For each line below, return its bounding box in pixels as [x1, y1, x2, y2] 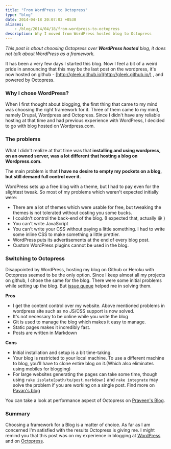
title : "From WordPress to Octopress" [5, 7, 88, 13]
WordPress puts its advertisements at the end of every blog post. [12, 237, 150, 243]
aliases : [5, 21, 24, 27]
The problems [5, 136, 41, 143]
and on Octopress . [5, 438, 44, 444]
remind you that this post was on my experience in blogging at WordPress [5, 433, 161, 439]
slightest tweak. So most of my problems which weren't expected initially [5, 188, 159, 195]
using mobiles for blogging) [12, 366, 71, 372]
